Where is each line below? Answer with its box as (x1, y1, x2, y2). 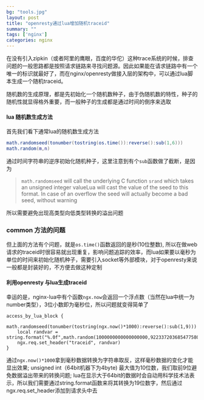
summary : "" (6, 26, 36, 32)
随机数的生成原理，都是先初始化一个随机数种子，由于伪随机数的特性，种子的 (6, 91, 198, 97)
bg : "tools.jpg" (6, 9, 47, 15)
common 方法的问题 (6, 226, 66, 234)
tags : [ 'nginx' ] (6, 32, 47, 38)
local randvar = (17, 329, 59, 335)
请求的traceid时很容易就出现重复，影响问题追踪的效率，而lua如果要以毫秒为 (6, 248, 196, 256)
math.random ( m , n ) (6, 146, 50, 152)
